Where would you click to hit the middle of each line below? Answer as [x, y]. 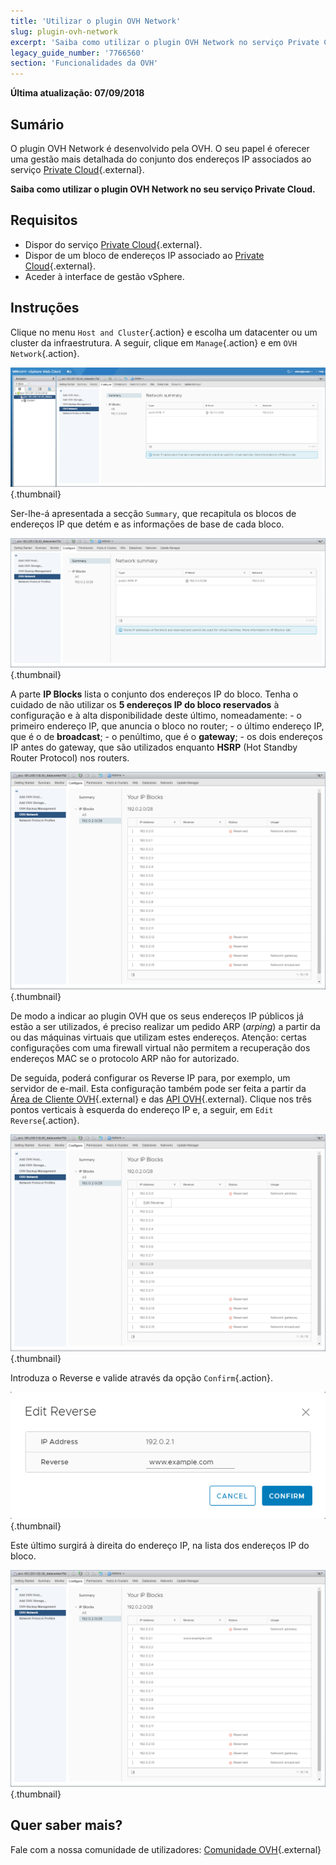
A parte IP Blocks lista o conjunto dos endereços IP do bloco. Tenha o [154, 694]
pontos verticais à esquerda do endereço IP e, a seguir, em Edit [142, 1109]
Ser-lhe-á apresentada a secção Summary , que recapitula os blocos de [153, 513]
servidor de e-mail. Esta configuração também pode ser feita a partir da [158, 1088]
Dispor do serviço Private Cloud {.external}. [113, 244]
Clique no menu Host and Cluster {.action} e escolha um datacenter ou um [164, 332]
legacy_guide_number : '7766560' [77, 53]
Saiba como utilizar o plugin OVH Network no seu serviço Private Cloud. [163, 189]
